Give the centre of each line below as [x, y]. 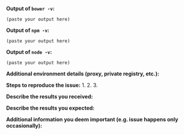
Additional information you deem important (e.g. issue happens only [92, 119]
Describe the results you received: [50, 96]
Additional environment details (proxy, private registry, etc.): [83, 74]
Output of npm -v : [28, 30]
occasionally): [24, 126]
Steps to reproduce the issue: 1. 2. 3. [52, 85]
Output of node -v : [29, 52]
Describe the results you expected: [50, 108]
